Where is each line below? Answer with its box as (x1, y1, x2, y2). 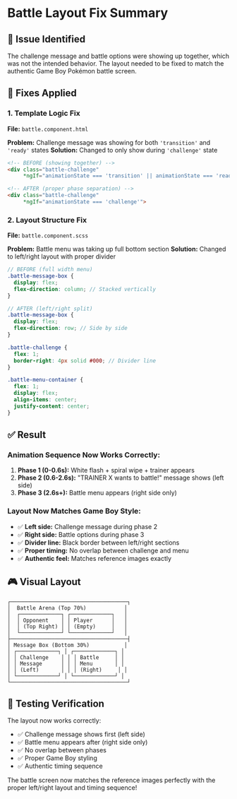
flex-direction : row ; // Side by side (13, 325, 128, 332)
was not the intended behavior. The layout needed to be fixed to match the (7, 59, 224, 68)
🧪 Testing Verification (7, 697, 104, 709)
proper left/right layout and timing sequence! (7, 783, 138, 792)
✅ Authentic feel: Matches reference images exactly (17, 554, 171, 562)
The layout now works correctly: (7, 716, 102, 725)
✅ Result (7, 429, 47, 441)
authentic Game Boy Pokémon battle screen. (7, 67, 138, 75)
